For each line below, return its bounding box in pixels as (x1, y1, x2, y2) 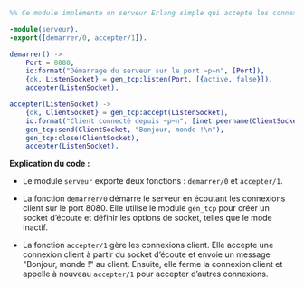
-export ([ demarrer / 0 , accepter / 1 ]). (9, 33, 147, 43)
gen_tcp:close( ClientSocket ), (25, 133, 140, 142)
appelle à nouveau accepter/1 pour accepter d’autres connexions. (22, 268, 269, 280)
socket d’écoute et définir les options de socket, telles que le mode (22, 213, 273, 224)
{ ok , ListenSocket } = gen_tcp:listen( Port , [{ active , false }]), (25, 75, 273, 84)
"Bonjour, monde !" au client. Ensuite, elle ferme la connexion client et (22, 259, 283, 270)
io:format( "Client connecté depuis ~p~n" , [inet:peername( (25, 116, 253, 126)
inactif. (22, 222, 48, 233)
